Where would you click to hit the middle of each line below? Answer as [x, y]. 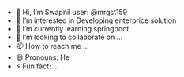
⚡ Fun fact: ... [37, 66]
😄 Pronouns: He [42, 57]
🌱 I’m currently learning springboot [72, 29]
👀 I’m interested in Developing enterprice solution [96, 20]
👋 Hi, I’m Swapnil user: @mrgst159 [71, 12]
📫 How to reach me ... [52, 46]
